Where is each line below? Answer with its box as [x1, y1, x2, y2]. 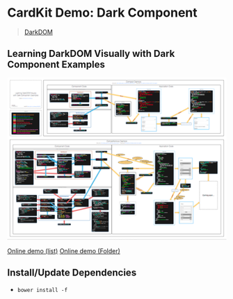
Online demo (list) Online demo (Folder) [7, 246, 120, 255]
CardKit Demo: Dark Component [7, 5, 198, 21]
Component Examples [7, 59, 106, 71]
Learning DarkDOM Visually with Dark [7, 48, 175, 60]
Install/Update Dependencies [7, 267, 137, 279]
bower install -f [17, 287, 68, 293]
